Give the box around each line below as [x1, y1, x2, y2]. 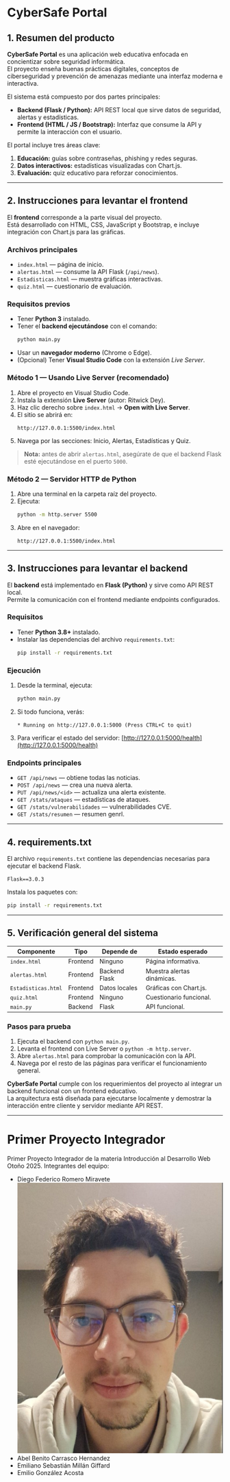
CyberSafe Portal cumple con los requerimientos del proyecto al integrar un [7, 1080, 222, 1088]
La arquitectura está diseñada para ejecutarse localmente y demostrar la [7, 1094, 212, 1103]
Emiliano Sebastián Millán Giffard [16, 1461, 111, 1470]
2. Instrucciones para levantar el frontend [7, 195, 188, 207]
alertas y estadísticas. [16, 113, 79, 121]
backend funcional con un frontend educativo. [7, 1087, 138, 1095]
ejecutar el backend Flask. [7, 862, 81, 870]
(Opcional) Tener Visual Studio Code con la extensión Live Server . [16, 356, 205, 364]
